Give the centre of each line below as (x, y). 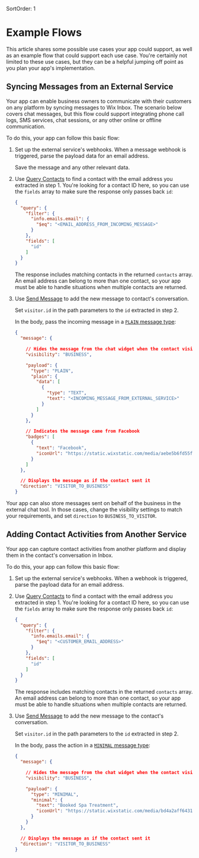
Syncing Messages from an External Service (90, 87)
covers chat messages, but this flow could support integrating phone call (95, 114)
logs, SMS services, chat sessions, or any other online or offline (84, 120)
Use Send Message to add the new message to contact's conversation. (102, 299)
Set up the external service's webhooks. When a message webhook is (100, 149)
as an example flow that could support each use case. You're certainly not (97, 55)
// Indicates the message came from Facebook (83, 431)
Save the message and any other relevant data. (72, 167)
